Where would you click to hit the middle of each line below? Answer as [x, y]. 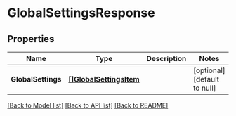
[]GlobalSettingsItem [104, 79]
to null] [204, 88]
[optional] [209, 70]
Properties [31, 39]
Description [166, 59]
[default [206, 79]
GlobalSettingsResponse [81, 13]
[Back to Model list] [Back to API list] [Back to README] [88, 105]
